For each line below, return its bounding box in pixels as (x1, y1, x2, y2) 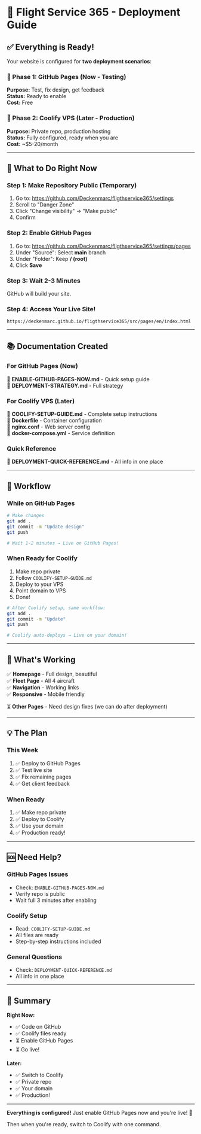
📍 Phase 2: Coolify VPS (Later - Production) (7, 114, 135, 122)
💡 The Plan (7, 728, 48, 738)
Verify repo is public (15, 890, 65, 897)
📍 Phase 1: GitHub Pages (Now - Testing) (7, 72, 126, 81)
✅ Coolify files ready (15, 1030, 67, 1037)
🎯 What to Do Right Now (7, 163, 97, 173)
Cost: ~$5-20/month (7, 140, 58, 147)
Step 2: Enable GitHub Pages (7, 229, 92, 237)
